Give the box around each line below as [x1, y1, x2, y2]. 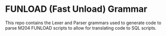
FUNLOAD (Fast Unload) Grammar [5, 3, 148, 15]
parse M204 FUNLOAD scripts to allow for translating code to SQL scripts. [5, 25, 157, 31]
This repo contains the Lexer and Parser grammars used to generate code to [5, 20, 162, 26]
